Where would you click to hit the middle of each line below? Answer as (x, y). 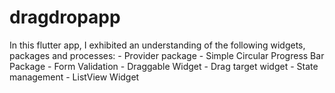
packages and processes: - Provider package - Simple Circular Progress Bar (167, 55)
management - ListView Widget (74, 77)
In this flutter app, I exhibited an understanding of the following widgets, (157, 45)
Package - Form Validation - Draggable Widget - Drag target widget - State (164, 66)
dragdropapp (65, 17)
